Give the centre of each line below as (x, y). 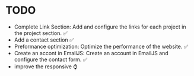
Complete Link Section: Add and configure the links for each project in (100, 27)
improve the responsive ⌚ (46, 66)
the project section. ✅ (41, 33)
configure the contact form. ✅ (51, 59)
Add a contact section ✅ (44, 40)
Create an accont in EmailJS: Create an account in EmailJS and (91, 53)
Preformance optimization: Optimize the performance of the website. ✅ (101, 46)
